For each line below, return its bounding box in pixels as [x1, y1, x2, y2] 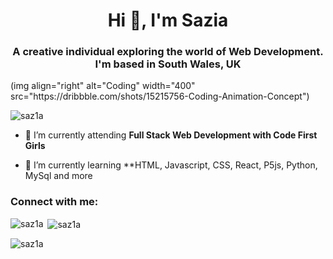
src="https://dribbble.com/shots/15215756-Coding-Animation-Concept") [10, 90, 310, 103]
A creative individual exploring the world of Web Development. [12, 45, 324, 59]
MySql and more [24, 170, 93, 182]
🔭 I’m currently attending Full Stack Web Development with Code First [24, 129, 318, 141]
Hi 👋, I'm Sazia [107, 9, 229, 32]
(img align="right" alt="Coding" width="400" [10, 80, 196, 92]
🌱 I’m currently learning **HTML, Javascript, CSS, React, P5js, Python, [24, 159, 318, 171]
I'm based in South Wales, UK [94, 57, 242, 71]
